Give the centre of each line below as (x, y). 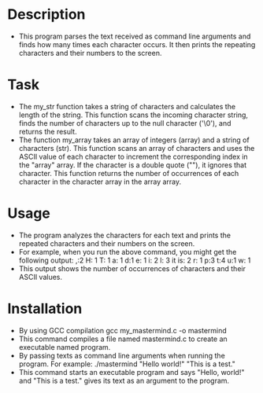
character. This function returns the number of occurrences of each (129, 173)
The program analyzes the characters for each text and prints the (125, 235)
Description (46, 15)
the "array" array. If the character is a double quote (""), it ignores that (133, 165)
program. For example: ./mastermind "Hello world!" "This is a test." (127, 364)
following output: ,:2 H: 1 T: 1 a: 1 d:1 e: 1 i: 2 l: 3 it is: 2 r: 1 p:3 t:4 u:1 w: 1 (135, 260)
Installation (45, 309)
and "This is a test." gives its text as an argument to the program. (124, 380)
